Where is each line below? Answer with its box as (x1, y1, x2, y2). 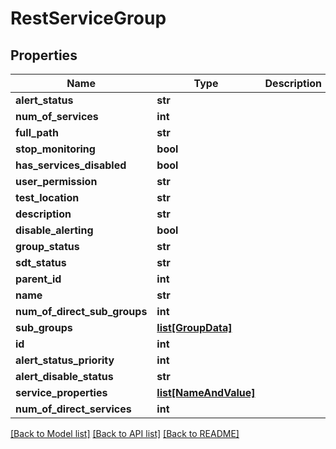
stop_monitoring (15, 142, 96, 156)
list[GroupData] (156, 321, 233, 334)
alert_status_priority (15, 353, 115, 367)
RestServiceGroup (10, 7, 167, 30)
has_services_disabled (15, 158, 127, 172)
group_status (15, 240, 80, 253)
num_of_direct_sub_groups (15, 305, 148, 318)
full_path (15, 126, 59, 139)
